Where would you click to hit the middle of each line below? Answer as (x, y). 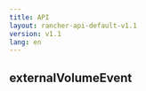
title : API (29, 17)
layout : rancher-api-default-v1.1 (73, 26)
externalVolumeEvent (71, 77)
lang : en (25, 42)
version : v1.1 (36, 34)
